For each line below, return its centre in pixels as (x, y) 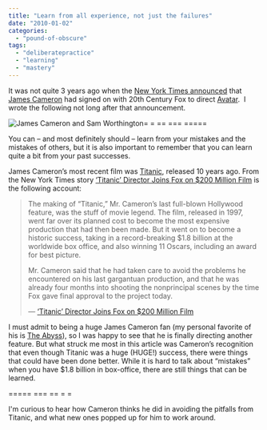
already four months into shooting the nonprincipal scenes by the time (143, 287)
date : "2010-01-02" (41, 23)
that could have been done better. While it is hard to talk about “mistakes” (130, 360)
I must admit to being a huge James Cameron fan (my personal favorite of (130, 327)
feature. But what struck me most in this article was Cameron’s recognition (131, 344)
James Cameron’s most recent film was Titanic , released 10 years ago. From (134, 171)
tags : (17, 46)
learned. (22, 378)
